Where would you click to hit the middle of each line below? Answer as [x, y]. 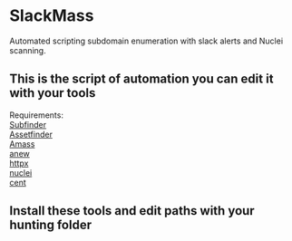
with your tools [53, 93]
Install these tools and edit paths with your [132, 211]
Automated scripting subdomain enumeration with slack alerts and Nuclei [146, 41]
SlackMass [52, 16]
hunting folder [51, 225]
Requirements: [36, 115]
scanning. [28, 50]
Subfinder [28, 124]
